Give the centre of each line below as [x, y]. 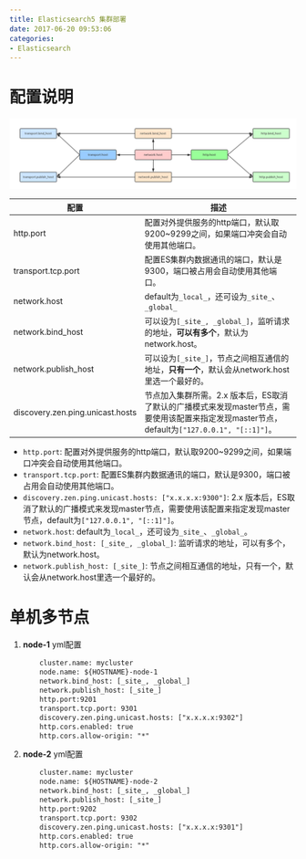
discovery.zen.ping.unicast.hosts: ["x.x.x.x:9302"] [142, 718]
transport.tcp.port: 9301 [89, 708]
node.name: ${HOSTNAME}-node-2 [99, 781]
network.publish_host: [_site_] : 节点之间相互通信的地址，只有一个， [154, 565]
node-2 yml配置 [53, 754]
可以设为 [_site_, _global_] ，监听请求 [217, 320]
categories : [32, 38]
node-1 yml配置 [52, 644]
